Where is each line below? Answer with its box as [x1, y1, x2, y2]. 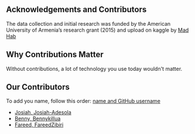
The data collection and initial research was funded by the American [6, 20, 171, 27]
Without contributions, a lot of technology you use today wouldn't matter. [6, 65, 183, 72]
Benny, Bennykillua [14, 115, 61, 122]
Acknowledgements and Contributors [6, 5, 147, 15]
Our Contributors [6, 82, 70, 92]
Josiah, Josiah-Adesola [14, 109, 71, 116]
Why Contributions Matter [6, 50, 104, 60]
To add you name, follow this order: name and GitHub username [6, 98, 161, 105]
